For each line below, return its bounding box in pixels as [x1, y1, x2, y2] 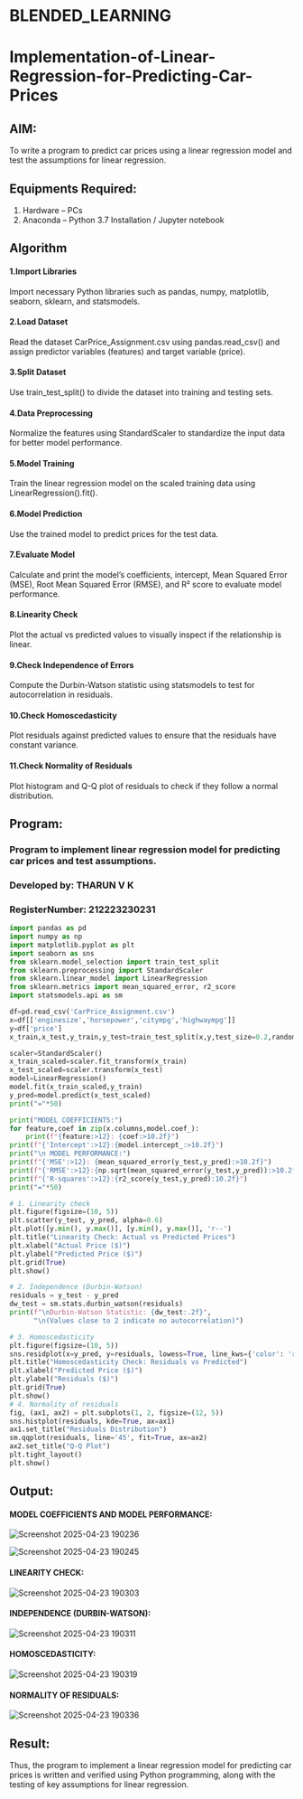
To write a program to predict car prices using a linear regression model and [9, 146, 293, 156]
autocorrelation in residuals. [9, 689, 113, 701]
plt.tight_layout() [9, 1450, 83, 1460]
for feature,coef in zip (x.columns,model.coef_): [9, 1124, 200, 1133]
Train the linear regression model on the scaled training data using [9, 478, 256, 489]
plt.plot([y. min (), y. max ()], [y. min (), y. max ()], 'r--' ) [9, 1224, 232, 1234]
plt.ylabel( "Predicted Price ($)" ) [9, 1249, 143, 1258]
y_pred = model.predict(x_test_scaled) [9, 1090, 151, 1099]
